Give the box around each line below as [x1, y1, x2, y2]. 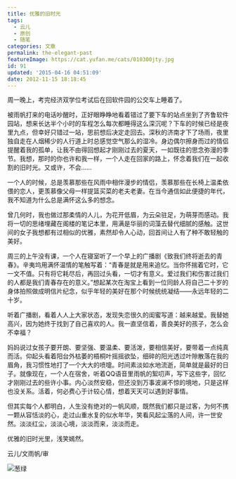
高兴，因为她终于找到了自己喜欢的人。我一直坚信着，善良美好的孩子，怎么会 [7, 320, 229, 328]
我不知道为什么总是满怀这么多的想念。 [7, 196, 118, 204]
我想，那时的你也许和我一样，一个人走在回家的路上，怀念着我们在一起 [19, 155, 223, 163]
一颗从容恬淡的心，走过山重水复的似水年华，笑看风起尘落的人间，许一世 [7, 411, 216, 419]
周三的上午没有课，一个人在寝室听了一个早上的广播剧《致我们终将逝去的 [7, 252, 216, 261]
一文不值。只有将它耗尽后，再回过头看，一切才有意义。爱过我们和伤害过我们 [7, 270, 229, 278]
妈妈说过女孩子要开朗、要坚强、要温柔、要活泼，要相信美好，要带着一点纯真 [7, 343, 229, 352]
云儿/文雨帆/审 [7, 450, 49, 458]
